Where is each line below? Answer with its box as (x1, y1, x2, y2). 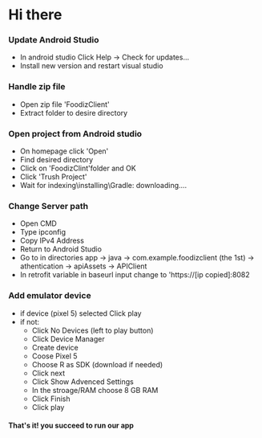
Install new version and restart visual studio (19, 61, 163, 71)
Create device (31, 342, 79, 352)
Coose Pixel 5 (31, 351, 78, 361)
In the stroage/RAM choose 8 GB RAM (31, 385, 159, 395)
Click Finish (31, 394, 71, 403)
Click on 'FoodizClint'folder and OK (19, 163, 136, 174)
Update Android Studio (8, 35, 99, 46)
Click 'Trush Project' (19, 172, 87, 182)
